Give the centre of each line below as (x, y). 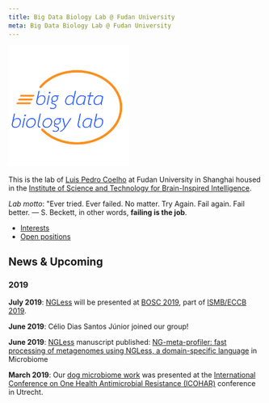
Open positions (45, 236)
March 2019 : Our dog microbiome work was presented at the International (132, 375)
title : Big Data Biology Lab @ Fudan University (92, 17)
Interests (35, 228)
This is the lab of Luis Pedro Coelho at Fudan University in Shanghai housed (134, 179)
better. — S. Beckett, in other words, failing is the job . (98, 212)
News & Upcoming (56, 261)
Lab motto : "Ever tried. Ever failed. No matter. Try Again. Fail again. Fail (126, 204)
